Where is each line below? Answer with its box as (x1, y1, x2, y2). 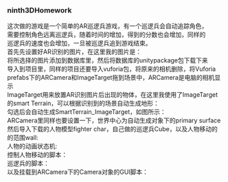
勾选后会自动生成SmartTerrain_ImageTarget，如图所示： (7, 108, 166, 116)
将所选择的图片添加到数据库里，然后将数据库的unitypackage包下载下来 (7, 56, 208, 65)
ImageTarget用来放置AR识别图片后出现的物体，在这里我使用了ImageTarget (7, 91, 218, 99)
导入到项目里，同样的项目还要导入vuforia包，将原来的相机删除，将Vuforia (7, 65, 216, 73)
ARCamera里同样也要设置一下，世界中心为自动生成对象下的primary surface (7, 116, 221, 125)
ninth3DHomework (7, 5, 72, 15)
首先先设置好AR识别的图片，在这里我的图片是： (7, 47, 142, 56)
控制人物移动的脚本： (7, 150, 67, 159)
